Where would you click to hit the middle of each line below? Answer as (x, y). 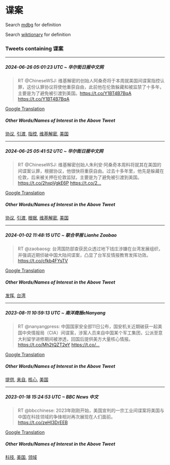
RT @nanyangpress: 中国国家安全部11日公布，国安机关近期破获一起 (88, 327)
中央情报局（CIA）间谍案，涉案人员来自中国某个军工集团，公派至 (90, 333)
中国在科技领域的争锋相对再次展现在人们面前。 (66, 416)
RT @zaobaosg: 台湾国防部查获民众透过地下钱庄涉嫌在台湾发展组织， (90, 249)
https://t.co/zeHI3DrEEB (43, 422)
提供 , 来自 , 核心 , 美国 (27, 379)
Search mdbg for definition (33, 25)
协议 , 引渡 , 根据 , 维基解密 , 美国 (37, 218)
